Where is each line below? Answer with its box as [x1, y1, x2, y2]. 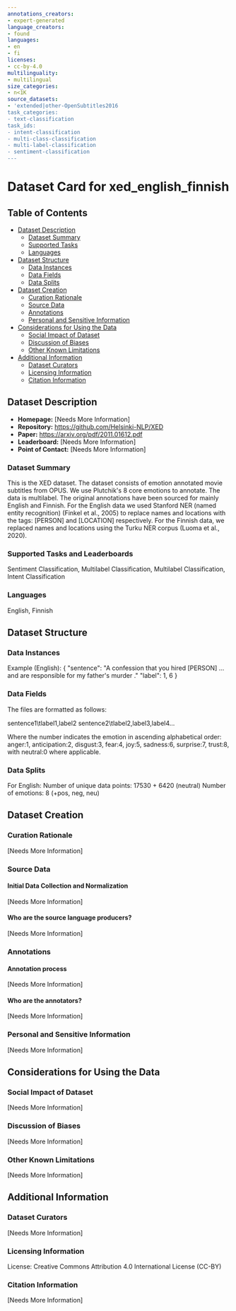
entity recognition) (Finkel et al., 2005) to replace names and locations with [7, 509, 226, 517]
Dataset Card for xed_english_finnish [7, 179, 230, 195]
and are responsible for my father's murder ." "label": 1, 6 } [7, 671, 178, 680]
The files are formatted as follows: [7, 705, 107, 714]
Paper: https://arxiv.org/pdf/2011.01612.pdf [17, 430, 143, 438]
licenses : [7, 57, 37, 64]
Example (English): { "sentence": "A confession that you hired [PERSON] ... [7, 664, 225, 672]
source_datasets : [7, 96, 59, 103]
